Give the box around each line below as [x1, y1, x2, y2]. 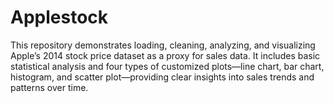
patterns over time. [10, 81, 89, 93]
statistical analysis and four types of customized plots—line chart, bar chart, [10, 60, 325, 72]
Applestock [10, 6, 109, 29]
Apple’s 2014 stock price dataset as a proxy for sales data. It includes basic [10, 49, 321, 61]
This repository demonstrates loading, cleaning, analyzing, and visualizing [10, 39, 316, 51]
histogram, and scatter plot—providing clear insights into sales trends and [10, 71, 315, 83]
